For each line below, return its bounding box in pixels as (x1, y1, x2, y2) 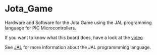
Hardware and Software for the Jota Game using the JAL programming (5, 19, 152, 25)
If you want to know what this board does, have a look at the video (5, 34, 143, 40)
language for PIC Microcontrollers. (5, 24, 76, 30)
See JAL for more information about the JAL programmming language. (5, 44, 151, 50)
